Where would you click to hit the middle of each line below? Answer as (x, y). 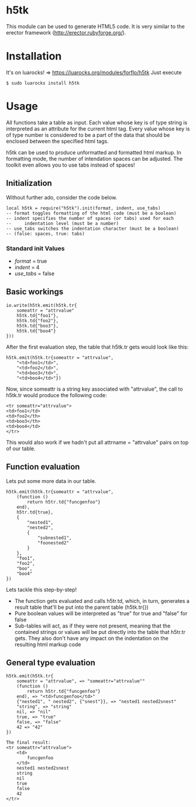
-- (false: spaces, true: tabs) (45, 234)
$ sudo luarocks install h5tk (43, 83)
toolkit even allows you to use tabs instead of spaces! (71, 165)
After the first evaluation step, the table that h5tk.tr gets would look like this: (97, 347)
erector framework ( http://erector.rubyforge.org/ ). (66, 32)
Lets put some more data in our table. (51, 481)
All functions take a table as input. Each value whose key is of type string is (97, 122)
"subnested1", (54, 538)
